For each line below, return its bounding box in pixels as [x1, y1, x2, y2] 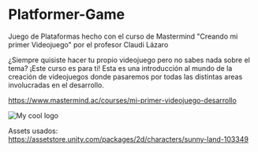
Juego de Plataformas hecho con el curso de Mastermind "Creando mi [8, 32, 238, 41]
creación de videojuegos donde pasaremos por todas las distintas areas [8, 72, 243, 81]
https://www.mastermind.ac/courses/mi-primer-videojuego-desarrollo [8, 95, 237, 105]
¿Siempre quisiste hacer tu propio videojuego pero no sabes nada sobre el [8, 55, 250, 65]
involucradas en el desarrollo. [8, 80, 104, 90]
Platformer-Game [8, 6, 125, 24]
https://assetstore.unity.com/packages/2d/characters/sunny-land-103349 [8, 134, 249, 143]
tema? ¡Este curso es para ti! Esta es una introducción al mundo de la [8, 63, 233, 72]
